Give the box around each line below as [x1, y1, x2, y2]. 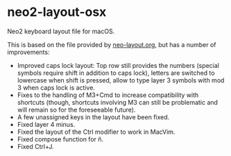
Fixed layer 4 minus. [17, 120, 76, 128]
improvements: [7, 48, 50, 56]
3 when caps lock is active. [17, 83, 96, 92]
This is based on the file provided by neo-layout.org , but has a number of [7, 40, 216, 49]
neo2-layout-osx [7, 4, 107, 20]
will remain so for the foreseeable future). [17, 105, 136, 114]
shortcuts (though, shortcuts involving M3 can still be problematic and [17, 98, 219, 106]
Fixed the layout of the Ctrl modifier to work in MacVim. [17, 128, 176, 136]
